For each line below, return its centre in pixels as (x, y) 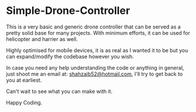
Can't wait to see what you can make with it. (59, 91)
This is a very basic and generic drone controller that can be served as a (94, 27)
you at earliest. (24, 80)
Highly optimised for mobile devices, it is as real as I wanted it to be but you (97, 50)
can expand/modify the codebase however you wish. (70, 56)
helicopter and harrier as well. (42, 39)
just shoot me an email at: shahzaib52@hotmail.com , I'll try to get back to (94, 74)
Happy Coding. (24, 102)
